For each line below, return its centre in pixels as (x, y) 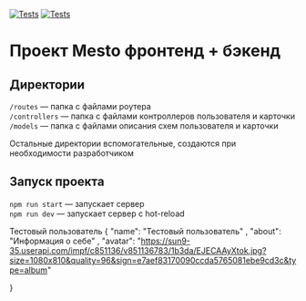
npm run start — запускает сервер (77, 203)
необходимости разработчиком (71, 153)
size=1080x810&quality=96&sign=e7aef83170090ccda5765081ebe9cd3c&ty (153, 260)
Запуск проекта (57, 182)
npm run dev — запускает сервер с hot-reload (97, 213)
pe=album (29, 270)
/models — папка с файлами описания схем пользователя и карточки (144, 126)
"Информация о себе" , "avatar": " (75, 241)
